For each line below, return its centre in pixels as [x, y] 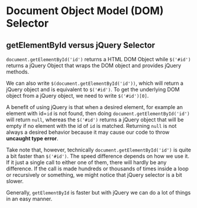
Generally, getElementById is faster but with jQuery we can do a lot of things [98, 192]
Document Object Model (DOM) [85, 11]
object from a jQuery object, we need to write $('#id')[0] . [77, 96]
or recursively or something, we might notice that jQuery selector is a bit [94, 175]
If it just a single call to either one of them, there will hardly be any [86, 162]
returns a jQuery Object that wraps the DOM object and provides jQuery [94, 65]
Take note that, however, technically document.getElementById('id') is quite [98, 150]
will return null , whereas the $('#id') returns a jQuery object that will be [95, 120]
